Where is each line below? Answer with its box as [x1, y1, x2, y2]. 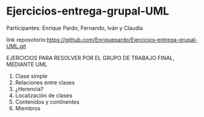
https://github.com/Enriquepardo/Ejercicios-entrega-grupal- [46, 36, 198, 43]
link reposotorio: [6, 36, 47, 43]
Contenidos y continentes [15, 98, 80, 105]
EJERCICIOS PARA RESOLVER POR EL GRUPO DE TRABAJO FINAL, [6, 54, 175, 61]
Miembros [15, 104, 41, 112]
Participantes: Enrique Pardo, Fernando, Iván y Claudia [6, 24, 143, 32]
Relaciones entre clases [15, 79, 75, 86]
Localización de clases [15, 92, 73, 99]
